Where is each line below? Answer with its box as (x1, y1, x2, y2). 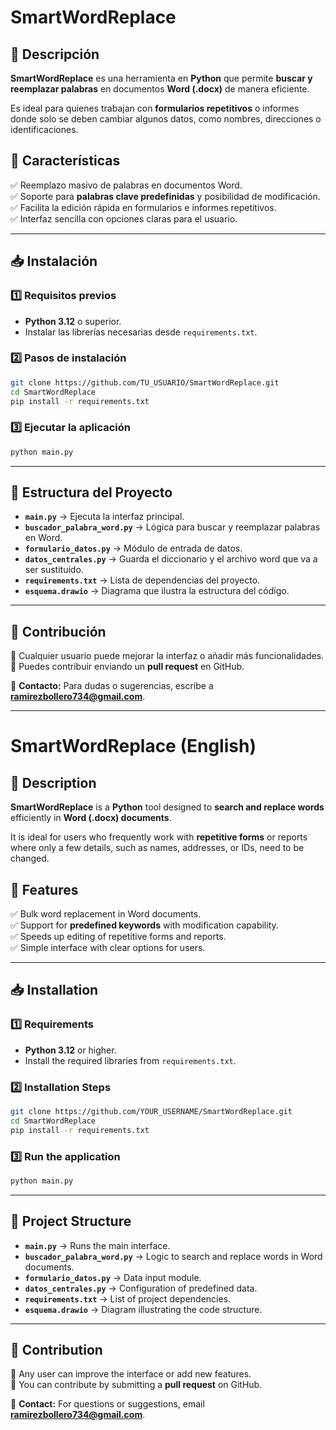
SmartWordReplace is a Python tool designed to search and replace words (10, 801, 325, 813)
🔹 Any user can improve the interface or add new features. (10, 1368, 252, 1380)
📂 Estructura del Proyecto (10, 484, 173, 501)
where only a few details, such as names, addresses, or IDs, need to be (10, 842, 305, 854)
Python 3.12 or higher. (24, 1044, 117, 1056)
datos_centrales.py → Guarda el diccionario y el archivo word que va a (24, 553, 318, 565)
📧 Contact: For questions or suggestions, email (10, 1398, 205, 1410)
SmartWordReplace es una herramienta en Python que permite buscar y (10, 72, 313, 84)
